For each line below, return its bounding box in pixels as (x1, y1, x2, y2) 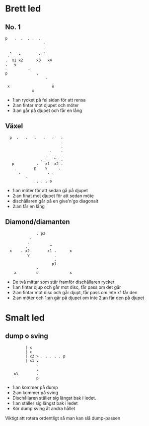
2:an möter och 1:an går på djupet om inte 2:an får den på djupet (12, 295, 145, 301)
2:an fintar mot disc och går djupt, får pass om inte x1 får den (12, 289, 138, 295)
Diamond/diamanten (5, 217, 71, 226)
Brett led (5, 3, 41, 14)
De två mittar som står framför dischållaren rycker (12, 279, 115, 285)
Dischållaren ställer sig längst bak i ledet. (12, 395, 96, 401)
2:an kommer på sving (12, 389, 59, 396)
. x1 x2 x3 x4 (5, 58, 52, 63)
